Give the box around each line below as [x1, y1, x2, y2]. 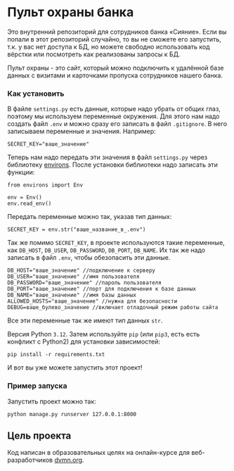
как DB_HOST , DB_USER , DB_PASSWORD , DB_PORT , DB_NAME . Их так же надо [7, 246, 206, 254]
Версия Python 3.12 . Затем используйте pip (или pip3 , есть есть [7, 330, 200, 339]
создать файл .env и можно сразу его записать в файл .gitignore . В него [7, 120, 227, 128]
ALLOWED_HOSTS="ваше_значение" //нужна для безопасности [7, 298, 178, 305]
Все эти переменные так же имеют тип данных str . [7, 316, 163, 325]
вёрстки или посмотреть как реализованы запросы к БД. [7, 50, 181, 58]
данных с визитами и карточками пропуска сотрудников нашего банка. [7, 71, 223, 80]
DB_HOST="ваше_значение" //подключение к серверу [7, 267, 156, 275]
